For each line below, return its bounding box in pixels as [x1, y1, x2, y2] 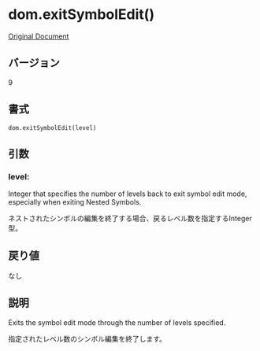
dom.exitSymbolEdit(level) [8, 124, 97, 131]
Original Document [8, 31, 69, 41]
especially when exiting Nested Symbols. [8, 198, 142, 207]
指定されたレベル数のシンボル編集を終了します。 [8, 334, 167, 343]
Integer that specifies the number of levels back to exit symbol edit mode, [8, 189, 247, 198]
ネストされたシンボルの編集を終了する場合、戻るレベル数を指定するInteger [8, 214, 252, 224]
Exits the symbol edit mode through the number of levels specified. [8, 317, 226, 327]
